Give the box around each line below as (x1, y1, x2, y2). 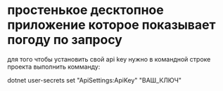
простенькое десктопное (7, 2, 164, 18)
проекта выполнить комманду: (7, 62, 101, 71)
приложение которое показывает (7, 17, 216, 33)
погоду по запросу (7, 32, 123, 48)
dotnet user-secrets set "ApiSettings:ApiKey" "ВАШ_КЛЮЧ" (7, 76, 181, 84)
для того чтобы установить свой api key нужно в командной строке (7, 55, 211, 63)
